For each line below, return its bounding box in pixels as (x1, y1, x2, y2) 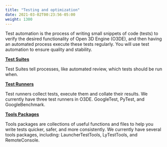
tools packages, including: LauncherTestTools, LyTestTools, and (5, 132, 138, 138)
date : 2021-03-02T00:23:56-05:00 (5, 12, 76, 17)
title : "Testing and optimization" (5, 7, 80, 13)
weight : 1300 (5, 17, 33, 22)
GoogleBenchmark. (5, 102, 45, 108)
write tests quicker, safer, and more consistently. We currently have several (5, 126, 161, 132)
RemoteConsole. (5, 137, 40, 143)
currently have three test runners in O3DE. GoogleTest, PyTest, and (5, 96, 145, 102)
